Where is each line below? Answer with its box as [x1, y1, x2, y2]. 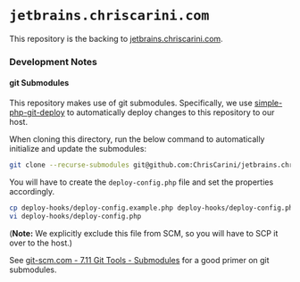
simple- [254, 97, 283, 109]
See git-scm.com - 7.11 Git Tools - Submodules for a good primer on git [9, 254, 270, 265]
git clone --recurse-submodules [9, 161, 129, 170]
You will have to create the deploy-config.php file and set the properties [9, 177, 274, 187]
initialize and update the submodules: [9, 144, 147, 154]
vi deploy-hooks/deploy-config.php [9, 211, 142, 220]
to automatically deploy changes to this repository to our [66, 107, 275, 118]
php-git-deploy [9, 107, 65, 118]
